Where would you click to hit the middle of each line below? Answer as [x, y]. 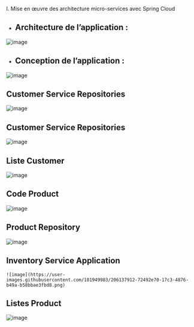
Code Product [33, 194]
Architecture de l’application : [72, 27]
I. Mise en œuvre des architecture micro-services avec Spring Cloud [91, 9]
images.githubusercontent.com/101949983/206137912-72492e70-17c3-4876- [97, 280]
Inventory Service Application [63, 261]
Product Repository [43, 227]
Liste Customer [35, 160]
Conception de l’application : [69, 61]
